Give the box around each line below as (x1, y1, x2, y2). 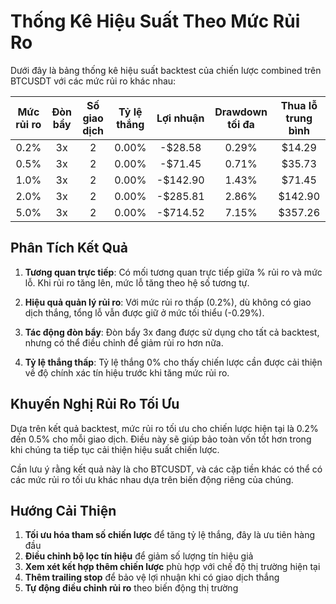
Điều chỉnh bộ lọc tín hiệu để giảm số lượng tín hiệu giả (24, 550, 254, 562)
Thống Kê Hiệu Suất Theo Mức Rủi (10, 10, 301, 33)
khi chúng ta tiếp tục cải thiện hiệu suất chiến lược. (10, 443, 220, 455)
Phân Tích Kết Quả (10, 240, 129, 257)
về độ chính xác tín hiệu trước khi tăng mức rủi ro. (24, 366, 230, 379)
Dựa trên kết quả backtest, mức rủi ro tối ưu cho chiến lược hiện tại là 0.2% (10, 422, 319, 434)
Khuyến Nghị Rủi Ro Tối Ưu (10, 396, 180, 413)
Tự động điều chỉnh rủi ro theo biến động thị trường (24, 582, 239, 594)
